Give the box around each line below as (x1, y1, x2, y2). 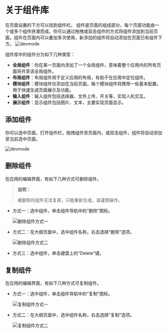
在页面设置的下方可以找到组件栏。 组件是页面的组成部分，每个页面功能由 (5, 22, 155, 28)
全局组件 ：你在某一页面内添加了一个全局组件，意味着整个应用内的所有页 (12, 62, 161, 68)
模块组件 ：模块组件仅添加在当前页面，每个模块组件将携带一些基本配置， (12, 80, 161, 86)
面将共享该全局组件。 (12, 68, 56, 74)
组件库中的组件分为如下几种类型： (5, 51, 75, 57)
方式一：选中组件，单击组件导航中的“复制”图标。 (12, 291, 113, 297)
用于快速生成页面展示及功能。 (12, 87, 74, 93)
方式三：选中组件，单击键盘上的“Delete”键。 (12, 250, 104, 256)
